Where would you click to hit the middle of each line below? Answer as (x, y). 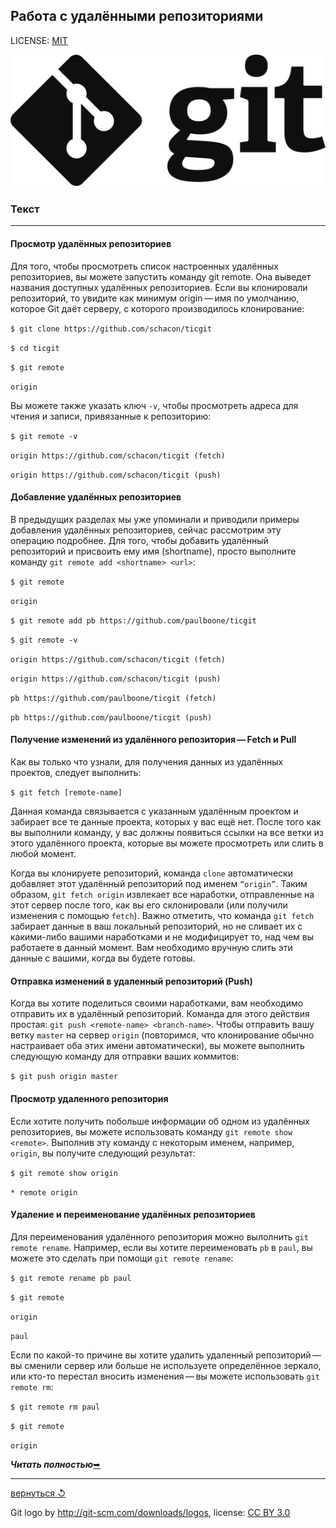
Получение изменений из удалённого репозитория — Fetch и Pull (153, 740)
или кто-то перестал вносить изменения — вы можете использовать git (165, 1376)
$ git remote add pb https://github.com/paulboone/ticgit (133, 620)
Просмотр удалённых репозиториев (91, 244)
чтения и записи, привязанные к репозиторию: (111, 416)
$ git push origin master (64, 1077)
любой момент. (43, 854)
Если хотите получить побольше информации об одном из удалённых (160, 1121)
